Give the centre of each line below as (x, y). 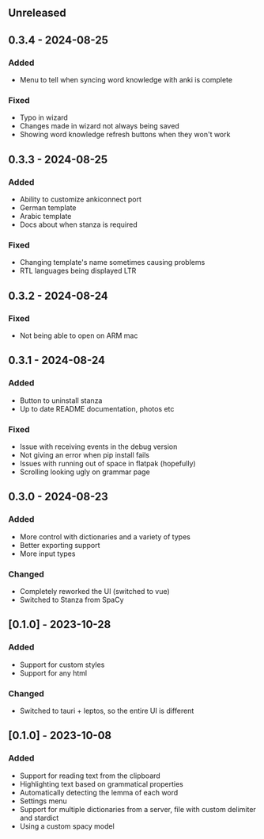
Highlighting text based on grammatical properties (101, 783)
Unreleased (38, 13)
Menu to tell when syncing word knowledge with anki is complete (126, 80)
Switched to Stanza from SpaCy (72, 600)
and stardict (39, 818)
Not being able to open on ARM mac (79, 335)
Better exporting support (60, 545)
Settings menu (43, 801)
